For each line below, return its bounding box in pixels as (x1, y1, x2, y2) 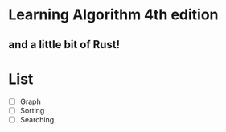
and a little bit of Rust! (8, 38, 121, 52)
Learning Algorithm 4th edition (8, 6, 219, 24)
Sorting (19, 105, 45, 115)
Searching (19, 114, 55, 124)
